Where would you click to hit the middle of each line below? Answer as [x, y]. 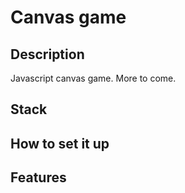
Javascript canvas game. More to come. [93, 78]
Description [47, 54]
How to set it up [60, 143]
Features [38, 177]
